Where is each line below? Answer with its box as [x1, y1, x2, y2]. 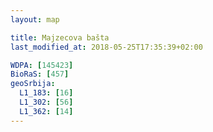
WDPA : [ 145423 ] [10, 60, 74, 70]
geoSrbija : [10, 79, 56, 89]
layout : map [10, 14, 60, 25]
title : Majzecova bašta [10, 32, 110, 43]
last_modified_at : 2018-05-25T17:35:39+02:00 [10, 42, 203, 52]
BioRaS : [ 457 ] [10, 69, 70, 80]
